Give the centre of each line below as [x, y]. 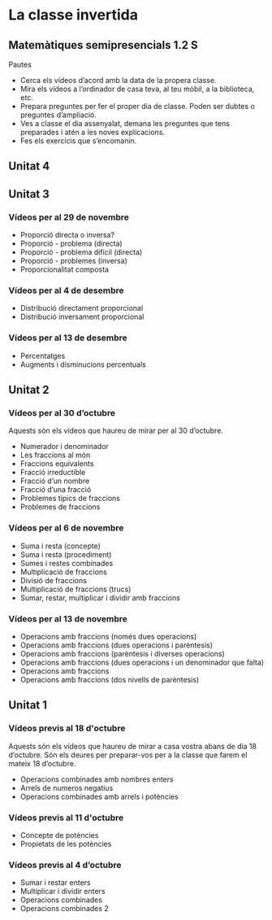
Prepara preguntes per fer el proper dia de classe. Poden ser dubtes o [138, 106]
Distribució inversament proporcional [82, 317]
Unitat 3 [29, 194]
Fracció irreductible [53, 473]
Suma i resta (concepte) [60, 546]
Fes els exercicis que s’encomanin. [78, 141]
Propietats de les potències [66, 844]
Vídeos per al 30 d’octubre [62, 412]
